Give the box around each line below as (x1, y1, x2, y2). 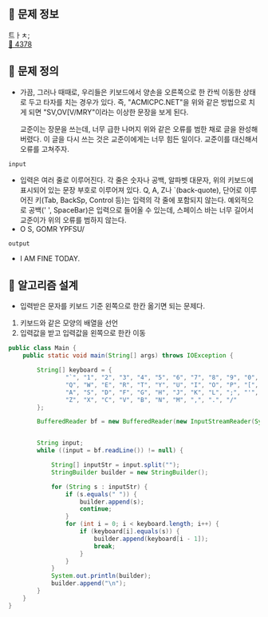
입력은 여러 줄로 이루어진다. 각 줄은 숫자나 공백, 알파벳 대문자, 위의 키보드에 (19, 175, 254, 185)
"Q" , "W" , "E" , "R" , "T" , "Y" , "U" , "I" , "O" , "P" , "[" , (65, 380, 259, 389)
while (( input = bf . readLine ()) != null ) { (37, 447, 183, 455)
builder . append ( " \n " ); (50, 579, 127, 587)
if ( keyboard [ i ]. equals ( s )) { (79, 527, 180, 535)
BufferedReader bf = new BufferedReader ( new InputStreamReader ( (37, 418, 255, 426)
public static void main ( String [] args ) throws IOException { (22, 352, 234, 360)
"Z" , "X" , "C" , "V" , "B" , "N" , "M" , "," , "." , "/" (65, 396, 238, 404)
